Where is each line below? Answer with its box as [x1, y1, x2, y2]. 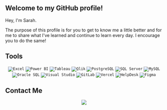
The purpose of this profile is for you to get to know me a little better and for [5, 27, 162, 33]
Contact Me [5, 86, 42, 95]
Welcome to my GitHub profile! [5, 4, 103, 12]
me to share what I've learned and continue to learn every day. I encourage [5, 32, 160, 38]
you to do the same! [5, 37, 46, 43]
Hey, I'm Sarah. [5, 17, 36, 23]
